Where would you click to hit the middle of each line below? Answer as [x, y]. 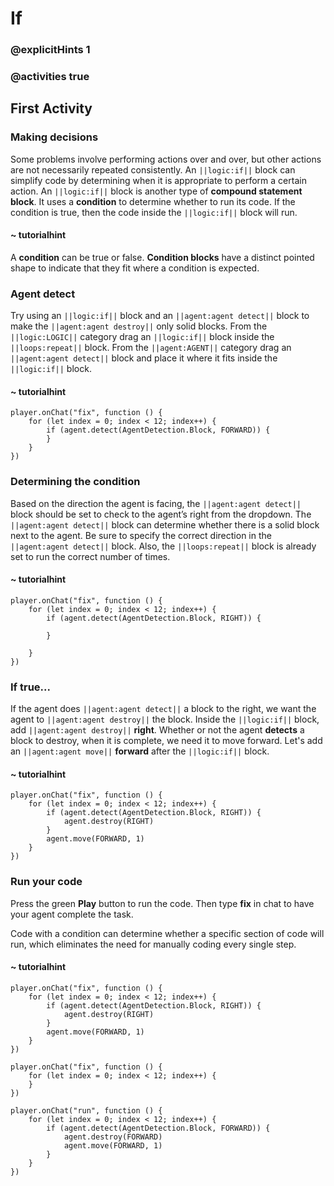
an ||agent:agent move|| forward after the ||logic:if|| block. [140, 751]
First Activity [51, 108]
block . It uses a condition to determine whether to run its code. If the [153, 201]
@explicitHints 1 [50, 50]
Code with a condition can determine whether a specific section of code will [167, 933]
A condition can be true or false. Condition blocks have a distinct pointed [162, 257]
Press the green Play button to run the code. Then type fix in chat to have [162, 903]
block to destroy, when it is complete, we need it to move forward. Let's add [166, 741]
